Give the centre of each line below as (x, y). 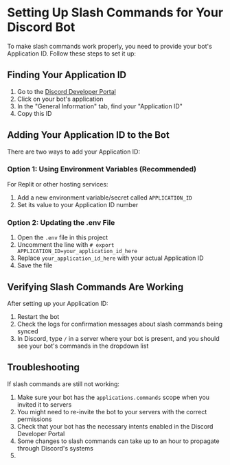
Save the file (35, 265)
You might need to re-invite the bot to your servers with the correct (112, 412)
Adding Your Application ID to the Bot (88, 135)
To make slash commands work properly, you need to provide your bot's (110, 46)
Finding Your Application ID (67, 75)
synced (28, 331)
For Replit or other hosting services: (58, 184)
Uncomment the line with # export (66, 245)
